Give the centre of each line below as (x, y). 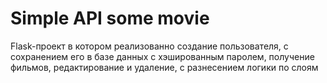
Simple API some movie (110, 18)
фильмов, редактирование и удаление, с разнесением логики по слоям (164, 67)
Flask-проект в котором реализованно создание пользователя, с (149, 46)
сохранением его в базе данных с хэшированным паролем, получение (162, 56)
